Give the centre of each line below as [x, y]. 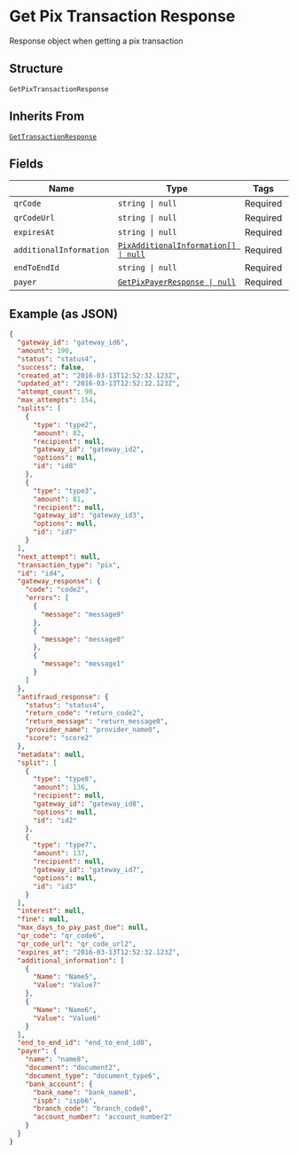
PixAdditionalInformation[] [177, 246]
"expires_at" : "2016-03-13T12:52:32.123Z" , [98, 952]
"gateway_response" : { [59, 581]
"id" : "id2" [55, 820]
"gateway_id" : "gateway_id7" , [88, 870]
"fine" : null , [43, 919]
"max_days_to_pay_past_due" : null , [83, 928]
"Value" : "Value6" [67, 1018]
